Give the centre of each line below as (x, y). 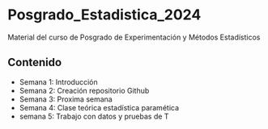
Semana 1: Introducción (58, 81)
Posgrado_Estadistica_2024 (104, 15)
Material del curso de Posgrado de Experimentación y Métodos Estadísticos (134, 37)
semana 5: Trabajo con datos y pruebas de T (94, 116)
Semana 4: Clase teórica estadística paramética (99, 107)
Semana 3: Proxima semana (66, 99)
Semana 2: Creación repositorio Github (84, 90)
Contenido (35, 62)
